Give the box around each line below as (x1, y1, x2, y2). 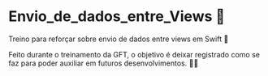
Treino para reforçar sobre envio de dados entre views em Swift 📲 (8, 34, 229, 44)
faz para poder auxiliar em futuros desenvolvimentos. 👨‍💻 (8, 58, 199, 68)
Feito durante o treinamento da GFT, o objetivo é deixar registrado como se (8, 49, 260, 59)
